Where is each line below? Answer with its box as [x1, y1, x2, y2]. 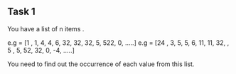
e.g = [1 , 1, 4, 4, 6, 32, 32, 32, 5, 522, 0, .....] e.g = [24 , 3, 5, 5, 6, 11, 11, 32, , [7, 38, 230, 47]
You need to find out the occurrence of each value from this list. [7, 60, 195, 68]
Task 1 [7, 6, 36, 18]
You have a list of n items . [7, 24, 85, 33]
